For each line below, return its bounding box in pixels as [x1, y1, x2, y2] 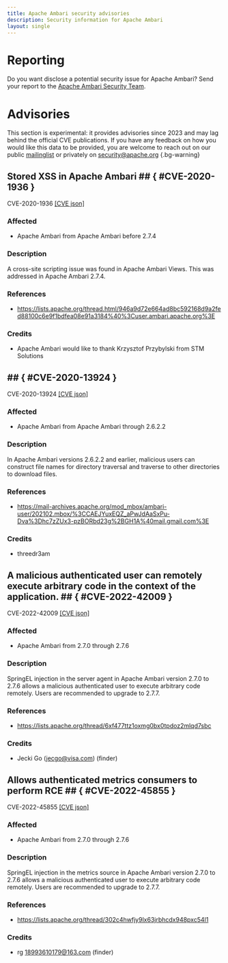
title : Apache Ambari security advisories [7, 10, 130, 17]
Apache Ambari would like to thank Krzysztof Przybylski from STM [16, 345, 205, 353]
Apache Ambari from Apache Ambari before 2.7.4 [16, 232, 156, 240]
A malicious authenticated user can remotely [7, 569, 203, 581]
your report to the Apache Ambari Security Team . [7, 82, 146, 90]
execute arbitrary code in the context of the [7, 580, 196, 592]
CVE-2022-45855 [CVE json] [7, 803, 89, 812]
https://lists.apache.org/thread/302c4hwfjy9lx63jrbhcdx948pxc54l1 [16, 915, 209, 923]
